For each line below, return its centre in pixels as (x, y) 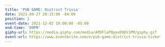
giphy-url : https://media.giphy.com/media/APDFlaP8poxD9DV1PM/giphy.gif (81, 32)
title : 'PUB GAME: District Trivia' (42, 10)
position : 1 (17, 19)
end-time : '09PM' (23, 28)
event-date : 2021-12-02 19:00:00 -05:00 (47, 23)
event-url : (16, 37)
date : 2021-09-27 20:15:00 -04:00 (41, 14)
